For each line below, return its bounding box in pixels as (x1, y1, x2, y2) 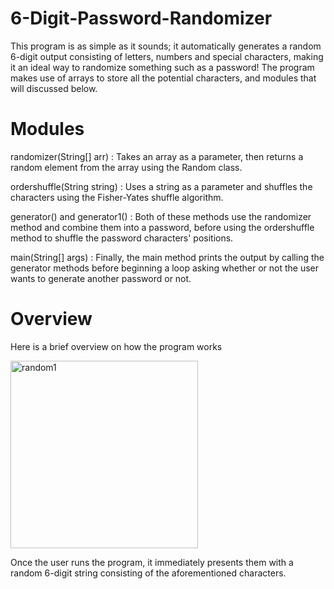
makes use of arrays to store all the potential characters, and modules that (10, 72, 317, 84)
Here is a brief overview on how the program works (10, 340, 223, 352)
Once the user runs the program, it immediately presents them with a (10, 556, 294, 568)
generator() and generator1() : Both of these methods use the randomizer (10, 210, 312, 222)
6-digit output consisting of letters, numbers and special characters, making (10, 50, 324, 62)
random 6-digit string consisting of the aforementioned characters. (10, 567, 287, 579)
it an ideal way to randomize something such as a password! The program (10, 61, 315, 73)
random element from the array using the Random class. (10, 161, 243, 173)
